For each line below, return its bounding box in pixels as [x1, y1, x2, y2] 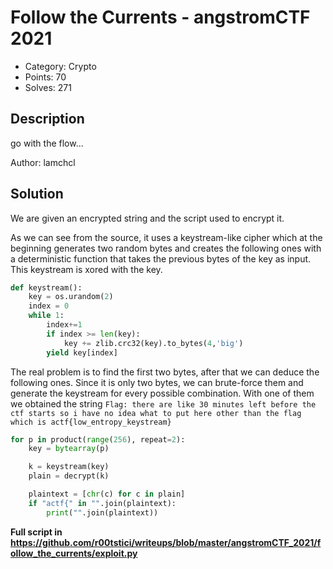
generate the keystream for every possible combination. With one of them [10, 387, 315, 399]
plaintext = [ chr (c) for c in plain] [28, 489, 186, 500]
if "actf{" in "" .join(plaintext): [28, 498, 177, 508]
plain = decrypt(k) [28, 471, 110, 481]
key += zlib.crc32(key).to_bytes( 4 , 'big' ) [63, 338, 244, 348]
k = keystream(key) [28, 462, 110, 472]
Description [10, 111, 85, 128]
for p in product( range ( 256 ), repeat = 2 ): [10, 434, 186, 445]
